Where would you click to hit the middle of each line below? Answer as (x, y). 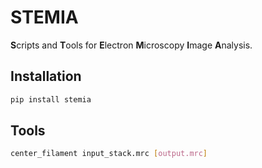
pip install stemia (51, 99)
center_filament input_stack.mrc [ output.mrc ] (109, 154)
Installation (46, 76)
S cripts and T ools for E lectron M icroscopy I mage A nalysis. (131, 45)
